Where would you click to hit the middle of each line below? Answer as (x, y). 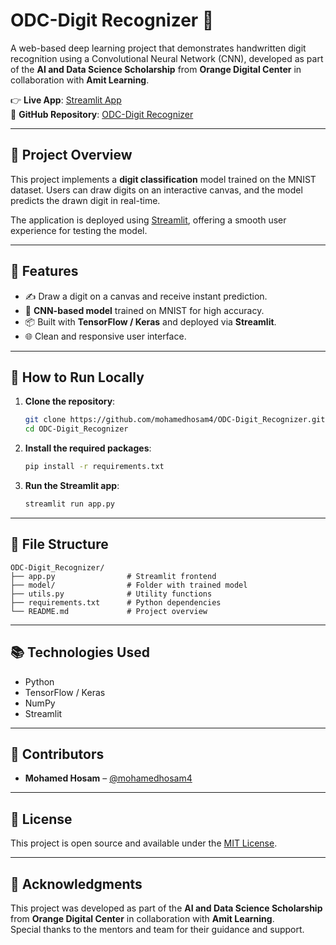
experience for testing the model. (79, 230)
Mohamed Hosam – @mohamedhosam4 (108, 778)
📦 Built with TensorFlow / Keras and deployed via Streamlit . (150, 321)
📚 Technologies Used (80, 652)
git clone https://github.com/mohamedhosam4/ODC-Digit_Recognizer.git (175, 420)
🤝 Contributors (57, 754)
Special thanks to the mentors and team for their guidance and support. (157, 929)
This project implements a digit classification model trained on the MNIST (163, 179)
